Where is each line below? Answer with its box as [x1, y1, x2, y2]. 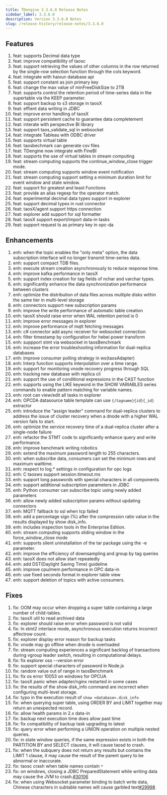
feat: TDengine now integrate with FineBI [12, 148, 97, 154]
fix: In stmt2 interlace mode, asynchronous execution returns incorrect [12, 625, 158, 631]
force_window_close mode [12, 534, 68, 540]
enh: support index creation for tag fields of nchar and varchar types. [12, 275, 155, 281]
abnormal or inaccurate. [12, 758, 63, 764]
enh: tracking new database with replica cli [12, 371, 101, 377]
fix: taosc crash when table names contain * [12, 763, 103, 769]
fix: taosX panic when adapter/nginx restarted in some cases [12, 678, 138, 684]
